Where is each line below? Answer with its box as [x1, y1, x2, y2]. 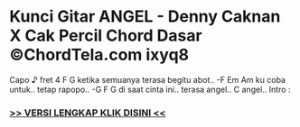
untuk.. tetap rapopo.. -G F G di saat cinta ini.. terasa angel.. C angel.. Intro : [9, 84, 291, 95]
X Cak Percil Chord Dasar [9, 25, 202, 46]
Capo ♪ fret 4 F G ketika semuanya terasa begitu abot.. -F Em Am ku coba [9, 74, 286, 85]
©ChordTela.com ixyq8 [9, 45, 190, 65]
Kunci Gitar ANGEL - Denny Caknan [9, 6, 281, 27]
